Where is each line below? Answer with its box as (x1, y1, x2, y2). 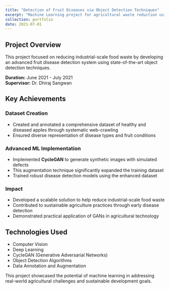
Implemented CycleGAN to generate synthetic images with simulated (12, 156, 157, 163)
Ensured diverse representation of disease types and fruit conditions (12, 132, 156, 138)
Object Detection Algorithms (12, 258, 72, 264)
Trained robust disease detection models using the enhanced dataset (12, 173, 158, 179)
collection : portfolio (5, 17, 53, 22)
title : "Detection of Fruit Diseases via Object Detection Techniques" (5, 7, 159, 13)
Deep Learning (12, 247, 44, 253)
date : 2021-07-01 (5, 21, 42, 27)
